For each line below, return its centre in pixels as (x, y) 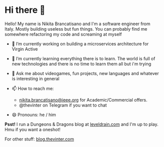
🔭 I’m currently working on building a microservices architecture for (80, 43)
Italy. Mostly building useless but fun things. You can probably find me (76, 29)
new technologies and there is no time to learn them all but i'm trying (81, 64)
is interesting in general (35, 78)
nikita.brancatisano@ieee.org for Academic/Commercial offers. (83, 100)
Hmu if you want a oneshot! (33, 129)
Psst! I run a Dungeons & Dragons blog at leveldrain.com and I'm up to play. (82, 124)
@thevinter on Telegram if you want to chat (63, 105)
